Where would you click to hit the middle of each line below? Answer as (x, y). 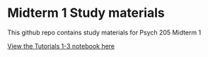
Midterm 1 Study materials (86, 13)
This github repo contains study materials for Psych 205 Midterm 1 (104, 32)
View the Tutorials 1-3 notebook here (61, 46)
